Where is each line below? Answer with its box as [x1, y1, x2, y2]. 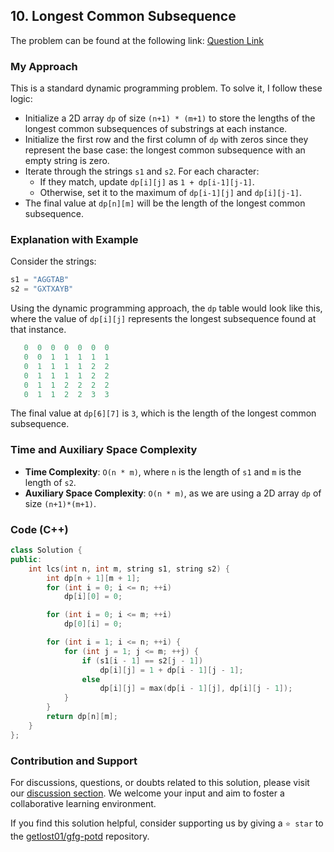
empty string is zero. [24, 155, 110, 167]
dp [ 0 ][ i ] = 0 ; [63, 619, 123, 629]
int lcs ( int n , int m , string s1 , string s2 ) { [28, 564, 230, 574]
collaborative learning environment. [10, 797, 157, 809]
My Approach [10, 59, 78, 73]
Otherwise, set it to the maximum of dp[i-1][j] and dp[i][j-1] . [39, 187, 303, 199]
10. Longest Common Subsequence [10, 8, 237, 25]
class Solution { [10, 545, 83, 555]
